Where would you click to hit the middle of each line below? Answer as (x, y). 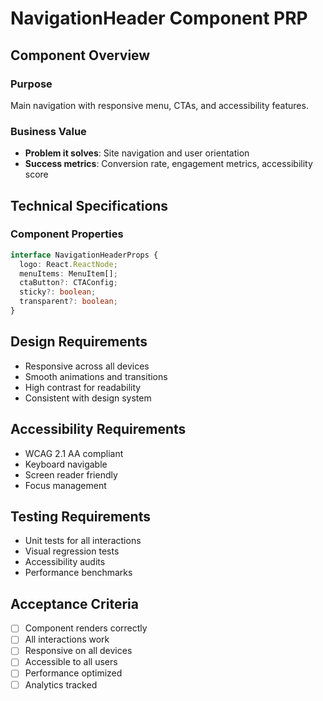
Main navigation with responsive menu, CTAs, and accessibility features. (159, 105)
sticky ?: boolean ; (58, 292)
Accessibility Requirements (98, 429)
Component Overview (80, 55)
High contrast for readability (83, 387)
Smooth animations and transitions (96, 376)
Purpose (31, 84)
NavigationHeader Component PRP (159, 18)
